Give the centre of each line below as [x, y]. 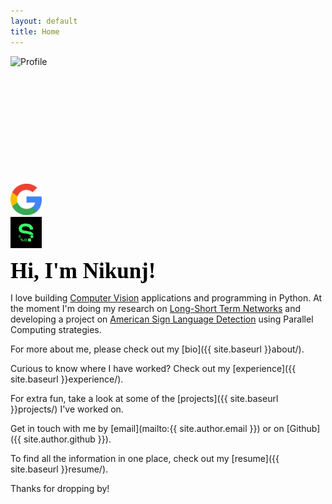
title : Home [35, 31]
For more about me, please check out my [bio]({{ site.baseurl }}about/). [157, 349]
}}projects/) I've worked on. [67, 409]
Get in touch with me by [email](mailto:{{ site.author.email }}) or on [147, 428]
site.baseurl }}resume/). [59, 469]
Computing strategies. [56, 329]
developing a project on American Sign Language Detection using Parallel [162, 319]
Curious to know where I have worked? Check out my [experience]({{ [153, 368]
